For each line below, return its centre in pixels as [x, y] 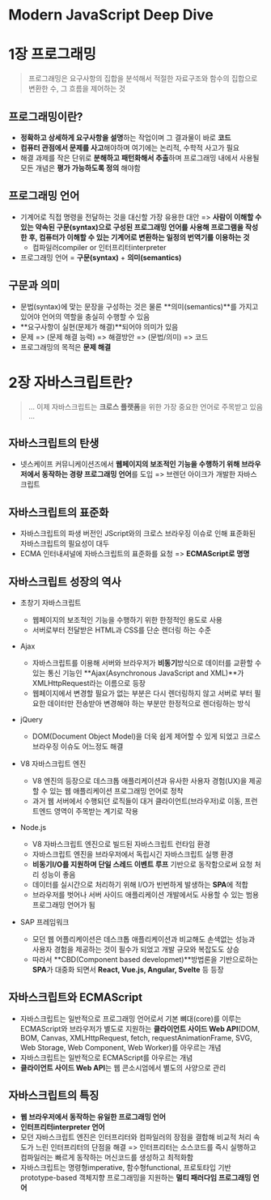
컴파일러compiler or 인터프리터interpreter [99, 247]
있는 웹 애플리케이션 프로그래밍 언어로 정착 [116, 790]
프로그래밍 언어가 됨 [64, 904]
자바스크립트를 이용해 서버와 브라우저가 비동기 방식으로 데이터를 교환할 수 [147, 662]
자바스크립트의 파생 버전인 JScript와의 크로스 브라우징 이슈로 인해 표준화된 [138, 534]
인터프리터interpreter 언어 [62, 1126]
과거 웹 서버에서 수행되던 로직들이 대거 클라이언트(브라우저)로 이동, [137, 801]
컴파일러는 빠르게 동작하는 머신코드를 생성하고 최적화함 [107, 1157]
